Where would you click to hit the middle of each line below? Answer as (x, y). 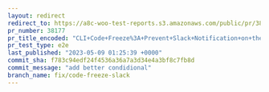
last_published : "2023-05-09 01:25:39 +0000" (85, 53)
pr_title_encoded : (38, 38)
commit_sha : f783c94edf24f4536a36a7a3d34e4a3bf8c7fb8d (101, 61)
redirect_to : (29, 23)
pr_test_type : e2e (38, 46)
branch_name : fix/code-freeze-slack (69, 75)
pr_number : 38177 (37, 30)
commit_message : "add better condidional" (79, 68)
